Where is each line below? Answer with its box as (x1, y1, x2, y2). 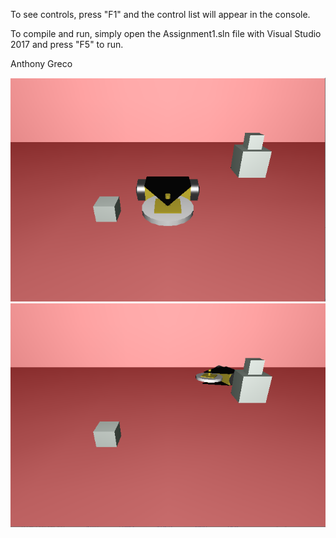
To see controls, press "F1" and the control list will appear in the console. (10, 9, 311, 20)
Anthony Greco (10, 58, 73, 69)
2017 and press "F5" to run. (10, 39, 124, 50)
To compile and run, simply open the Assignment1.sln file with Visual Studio (10, 28, 322, 39)
